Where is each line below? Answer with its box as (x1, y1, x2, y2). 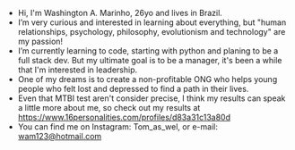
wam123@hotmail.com (17, 131, 102, 141)
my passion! (17, 36, 64, 46)
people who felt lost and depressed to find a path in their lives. (17, 84, 249, 94)
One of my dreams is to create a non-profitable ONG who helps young (17, 74, 278, 84)
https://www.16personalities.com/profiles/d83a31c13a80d (17, 112, 231, 122)
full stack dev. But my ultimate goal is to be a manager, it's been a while (17, 55, 282, 65)
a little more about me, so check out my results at (17, 103, 201, 112)
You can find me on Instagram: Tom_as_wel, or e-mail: (17, 121, 218, 132)
